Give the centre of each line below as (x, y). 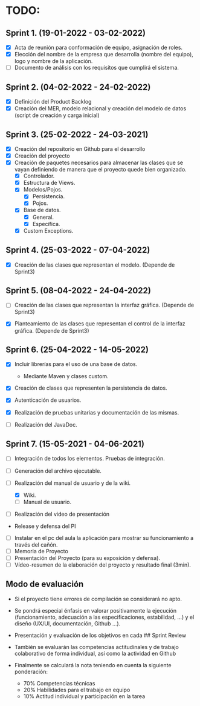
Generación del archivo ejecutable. (58, 471)
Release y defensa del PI (45, 526)
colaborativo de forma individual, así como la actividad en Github (95, 653)
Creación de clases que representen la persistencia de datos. (91, 388)
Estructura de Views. (49, 183)
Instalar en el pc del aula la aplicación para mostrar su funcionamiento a (104, 538)
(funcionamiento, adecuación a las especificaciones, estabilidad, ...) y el (104, 617)
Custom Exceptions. (48, 230)
